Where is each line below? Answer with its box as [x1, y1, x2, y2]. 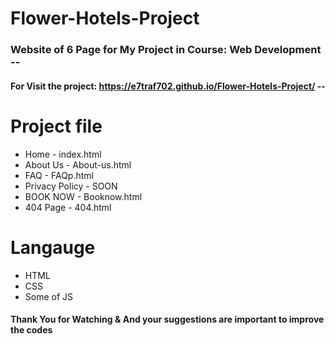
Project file [10, 115, 103, 137]
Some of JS [24, 290, 74, 302]
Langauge [10, 236, 96, 259]
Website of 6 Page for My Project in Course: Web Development [10, 43, 322, 57]
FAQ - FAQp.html [24, 169, 94, 181]
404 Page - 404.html [24, 201, 112, 213]
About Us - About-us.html [24, 158, 132, 171]
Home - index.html [24, 148, 102, 160]
